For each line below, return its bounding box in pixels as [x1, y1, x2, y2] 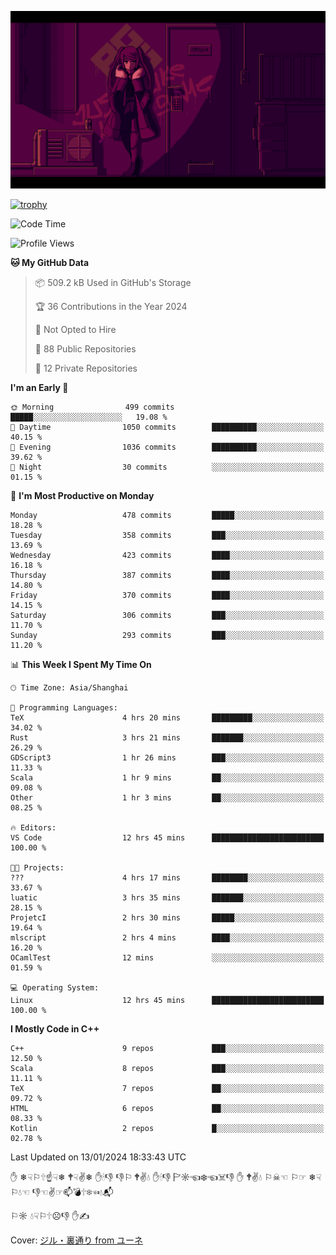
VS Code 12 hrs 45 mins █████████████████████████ [10, 832, 325, 843]
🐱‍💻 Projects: [10, 862, 65, 873]
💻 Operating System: [10, 982, 100, 993]
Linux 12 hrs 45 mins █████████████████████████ [10, 995, 325, 1005]
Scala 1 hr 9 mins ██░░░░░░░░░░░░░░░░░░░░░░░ [10, 772, 325, 783]
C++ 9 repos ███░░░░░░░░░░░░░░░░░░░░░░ [10, 1043, 325, 1053]
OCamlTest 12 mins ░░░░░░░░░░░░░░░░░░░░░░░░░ [10, 952, 325, 963]
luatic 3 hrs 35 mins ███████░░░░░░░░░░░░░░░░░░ [10, 892, 325, 903]
